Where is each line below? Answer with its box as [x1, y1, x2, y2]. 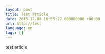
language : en [5, 26, 33, 31]
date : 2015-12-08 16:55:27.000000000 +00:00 [5, 16, 100, 21]
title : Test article [5, 12, 49, 17]
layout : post [5, 7, 33, 12]
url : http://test [5, 21, 42, 26]
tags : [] [5, 30, 24, 35]
